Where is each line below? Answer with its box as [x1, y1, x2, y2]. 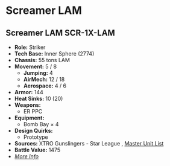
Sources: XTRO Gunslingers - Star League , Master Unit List [14, 140, 164, 147]
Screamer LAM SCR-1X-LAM [5, 28, 115, 38]
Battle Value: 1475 [14, 146, 61, 153]
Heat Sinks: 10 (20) [14, 95, 63, 102]
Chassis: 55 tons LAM [14, 57, 71, 63]
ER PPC [23, 108, 43, 115]
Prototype [23, 133, 49, 141]
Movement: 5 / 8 [14, 63, 57, 70]
